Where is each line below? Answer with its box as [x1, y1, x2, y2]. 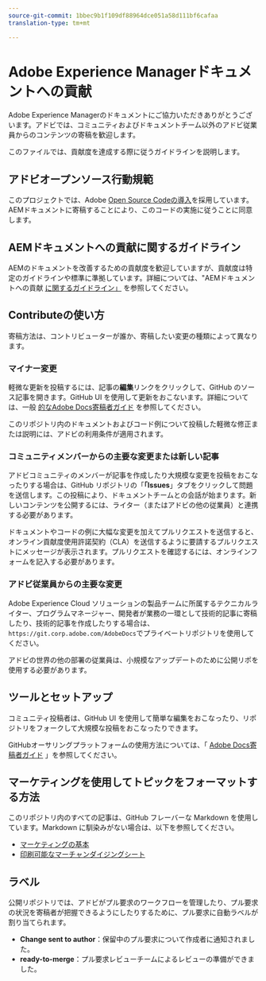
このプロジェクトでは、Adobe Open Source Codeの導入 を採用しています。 [8, 196, 254, 205]
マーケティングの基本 [19, 839, 90, 849]
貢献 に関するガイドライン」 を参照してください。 [29, 283, 193, 293]
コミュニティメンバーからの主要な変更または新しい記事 [8, 451, 220, 462]
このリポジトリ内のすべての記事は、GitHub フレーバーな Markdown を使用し [8, 812, 259, 823]
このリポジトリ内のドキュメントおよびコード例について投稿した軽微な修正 [8, 419, 252, 429]
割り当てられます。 [8, 917, 71, 927]
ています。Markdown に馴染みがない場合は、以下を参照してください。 [8, 823, 239, 832]
